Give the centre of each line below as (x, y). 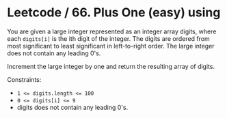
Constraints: (24, 79)
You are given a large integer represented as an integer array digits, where (112, 31)
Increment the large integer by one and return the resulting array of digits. (111, 66)
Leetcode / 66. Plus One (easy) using (114, 13)
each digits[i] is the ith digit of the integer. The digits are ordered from (108, 38)
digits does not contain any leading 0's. (72, 107)
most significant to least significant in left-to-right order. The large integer (111, 46)
